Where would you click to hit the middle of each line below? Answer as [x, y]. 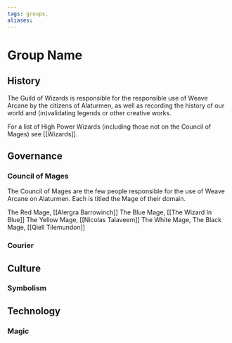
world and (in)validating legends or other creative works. [89, 112]
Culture [24, 268]
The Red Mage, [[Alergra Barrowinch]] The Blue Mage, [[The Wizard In [110, 212]
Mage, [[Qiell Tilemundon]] [46, 227]
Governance [35, 156]
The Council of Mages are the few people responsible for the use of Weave [116, 191]
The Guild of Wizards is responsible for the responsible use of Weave [108, 98]
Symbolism [27, 288]
